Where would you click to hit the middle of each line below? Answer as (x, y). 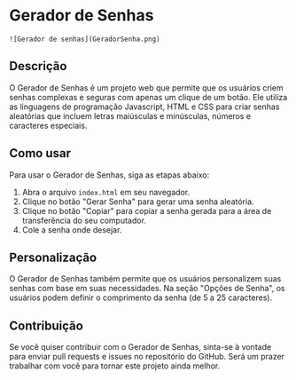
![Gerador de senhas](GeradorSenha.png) (85, 39)
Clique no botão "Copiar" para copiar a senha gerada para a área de (147, 210)
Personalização (53, 257)
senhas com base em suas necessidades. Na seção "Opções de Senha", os (147, 289)
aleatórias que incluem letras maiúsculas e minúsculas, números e (130, 115)
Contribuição (47, 325)
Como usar (40, 153)
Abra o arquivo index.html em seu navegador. (106, 192)
